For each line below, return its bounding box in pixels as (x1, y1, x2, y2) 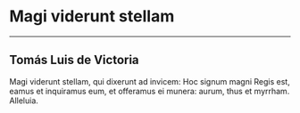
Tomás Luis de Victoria (9, 52, 140, 68)
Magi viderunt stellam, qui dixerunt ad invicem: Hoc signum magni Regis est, (9, 76, 290, 86)
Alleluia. (9, 95, 38, 106)
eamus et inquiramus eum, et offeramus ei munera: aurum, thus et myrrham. (9, 85, 290, 96)
